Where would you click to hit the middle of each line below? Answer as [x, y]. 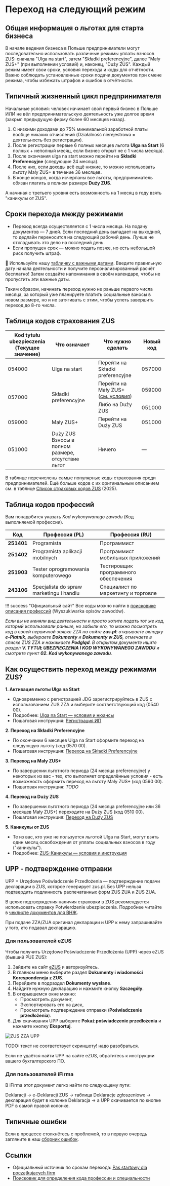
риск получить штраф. [37, 253]
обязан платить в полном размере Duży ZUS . [62, 183]
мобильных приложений [130, 558]
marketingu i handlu [56, 593]
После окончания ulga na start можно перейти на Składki [74, 156]
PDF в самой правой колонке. [37, 1106]
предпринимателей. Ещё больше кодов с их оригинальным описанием [82, 483]
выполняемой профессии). [34, 522]
